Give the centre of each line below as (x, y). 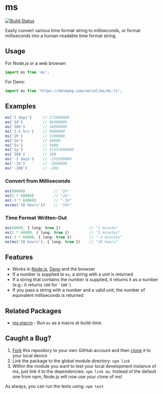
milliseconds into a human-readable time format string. (61, 36)
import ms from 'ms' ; (27, 72)
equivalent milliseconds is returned (48, 295)
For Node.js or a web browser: (36, 63)
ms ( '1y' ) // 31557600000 (40, 150)
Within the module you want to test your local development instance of (84, 366)
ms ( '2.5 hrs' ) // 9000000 (35, 131)
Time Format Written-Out (36, 218)
